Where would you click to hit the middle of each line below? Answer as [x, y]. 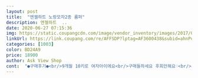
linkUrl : [17, 39]
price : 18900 [22, 55]
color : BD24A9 [24, 50]
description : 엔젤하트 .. [37, 22]
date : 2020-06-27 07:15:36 [39, 28]
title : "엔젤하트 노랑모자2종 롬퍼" [46, 17]
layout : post [22, 11]
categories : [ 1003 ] [30, 45]
